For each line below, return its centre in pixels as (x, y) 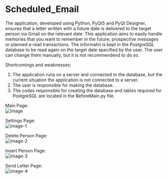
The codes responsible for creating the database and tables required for (87, 90)
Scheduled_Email (42, 9)
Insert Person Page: (26, 150)
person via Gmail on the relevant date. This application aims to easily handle (84, 34)
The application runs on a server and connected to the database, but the (88, 74)
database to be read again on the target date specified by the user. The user (84, 50)
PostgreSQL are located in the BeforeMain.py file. (63, 96)
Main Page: (17, 105)
